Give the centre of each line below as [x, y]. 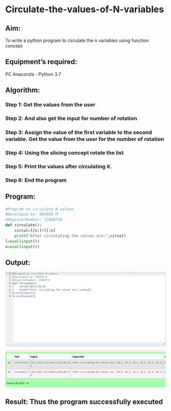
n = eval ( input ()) [22, 247]
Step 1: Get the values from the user [50, 105]
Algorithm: [23, 90]
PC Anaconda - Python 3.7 [33, 74]
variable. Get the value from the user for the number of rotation [85, 139]
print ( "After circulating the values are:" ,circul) [70, 236]
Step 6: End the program [36, 180]
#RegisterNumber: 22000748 [34, 220]
